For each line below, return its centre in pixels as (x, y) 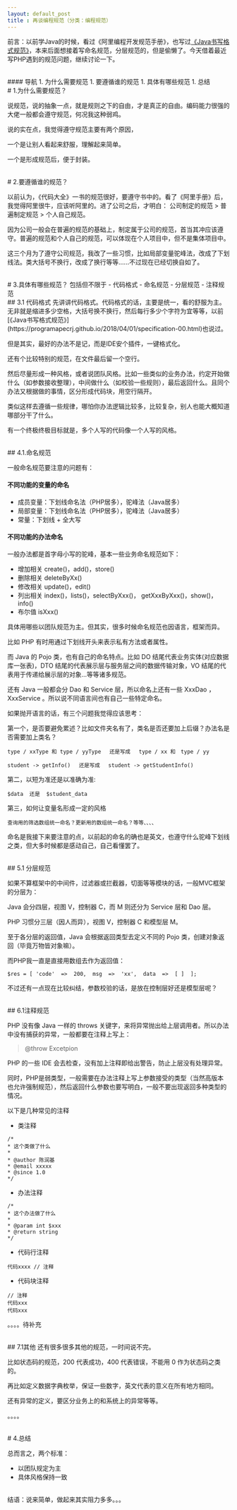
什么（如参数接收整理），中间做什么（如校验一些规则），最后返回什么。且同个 (119, 382)
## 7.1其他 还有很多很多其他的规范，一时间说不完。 (81, 1347)
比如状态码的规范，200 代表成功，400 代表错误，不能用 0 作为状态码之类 (114, 1362)
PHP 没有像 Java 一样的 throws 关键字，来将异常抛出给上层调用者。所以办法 (118, 1025)
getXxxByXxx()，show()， (179, 595)
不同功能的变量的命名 (38, 485)
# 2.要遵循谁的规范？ (38, 181)
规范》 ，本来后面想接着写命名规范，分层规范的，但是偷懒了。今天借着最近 (120, 50)
